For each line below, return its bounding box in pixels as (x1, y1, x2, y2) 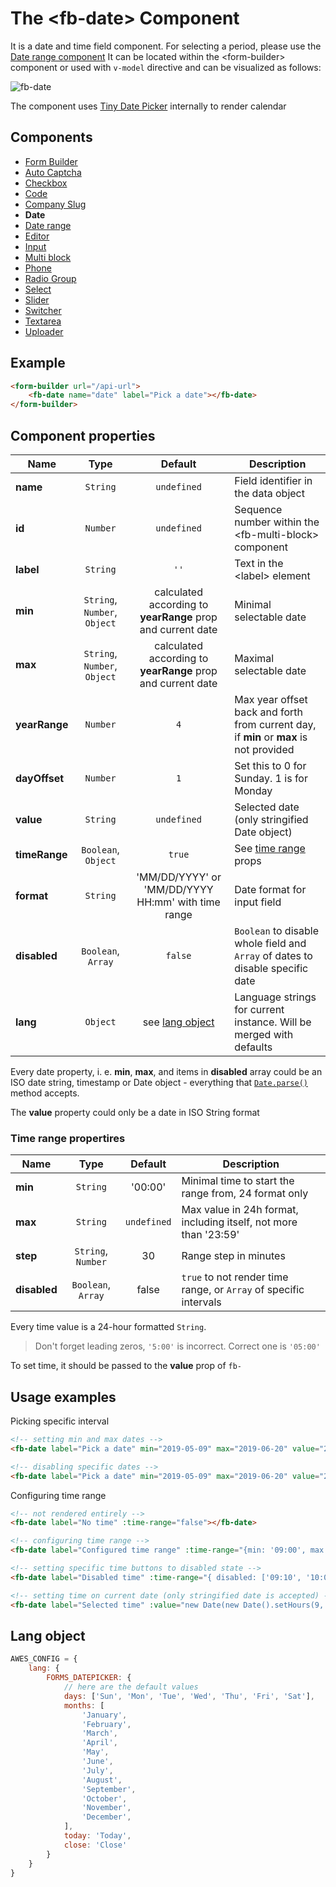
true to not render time (181, 1270, 289, 1284)
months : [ (63, 1700, 105, 1711)
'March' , (81, 1728, 118, 1739)
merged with (234, 1028, 294, 1041)
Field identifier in (234, 474, 313, 487)
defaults (234, 1040, 273, 1054)
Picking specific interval (10, 1415, 110, 1427)
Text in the (234, 557, 284, 570)
